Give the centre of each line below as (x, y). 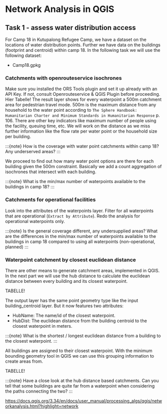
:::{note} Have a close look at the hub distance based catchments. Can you (82, 381)
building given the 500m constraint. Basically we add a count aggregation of (83, 167)
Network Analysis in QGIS (60, 9)
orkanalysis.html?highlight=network (42, 406)
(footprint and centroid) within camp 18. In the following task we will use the (83, 50)
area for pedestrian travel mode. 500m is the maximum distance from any (81, 105)
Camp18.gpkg (26, 65)
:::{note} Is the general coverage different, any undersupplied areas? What (82, 231)
